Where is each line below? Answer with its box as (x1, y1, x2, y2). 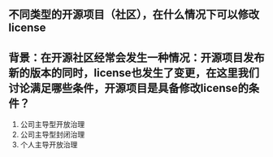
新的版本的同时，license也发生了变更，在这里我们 (8, 66, 260, 80)
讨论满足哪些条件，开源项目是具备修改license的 (8, 81, 249, 95)
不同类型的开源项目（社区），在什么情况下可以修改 (8, 7, 260, 22)
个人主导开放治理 (19, 140, 78, 150)
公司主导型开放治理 (19, 120, 85, 129)
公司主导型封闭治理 (19, 129, 85, 140)
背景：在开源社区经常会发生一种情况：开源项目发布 (8, 50, 265, 64)
